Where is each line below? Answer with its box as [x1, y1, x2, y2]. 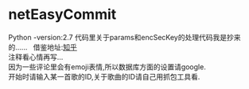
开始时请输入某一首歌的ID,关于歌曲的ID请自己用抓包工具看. [8, 72, 200, 81]
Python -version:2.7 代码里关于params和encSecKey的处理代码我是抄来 [8, 32, 241, 42]
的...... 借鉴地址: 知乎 [8, 42, 78, 52]
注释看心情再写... [8, 52, 64, 61]
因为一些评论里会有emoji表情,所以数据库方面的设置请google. [8, 61, 207, 72]
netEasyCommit [8, 6, 117, 24]
